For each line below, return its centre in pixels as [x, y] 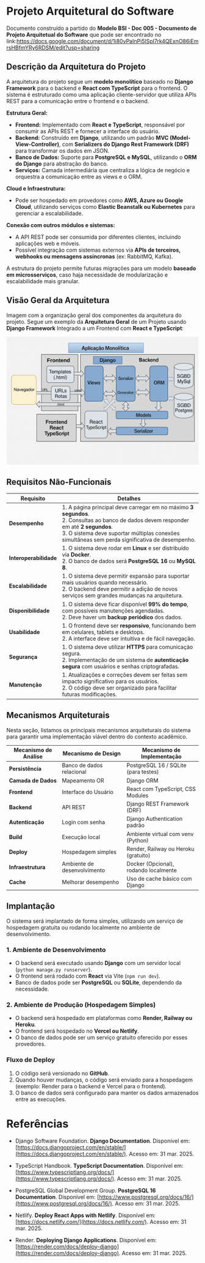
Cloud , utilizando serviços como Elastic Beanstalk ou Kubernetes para [105, 206]
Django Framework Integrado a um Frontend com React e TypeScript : [95, 328]
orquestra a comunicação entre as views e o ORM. [79, 177]
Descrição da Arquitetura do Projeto [76, 67]
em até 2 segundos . [87, 526]
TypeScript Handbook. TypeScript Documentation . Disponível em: [99, 1165]
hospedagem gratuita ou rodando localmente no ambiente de [83, 927]
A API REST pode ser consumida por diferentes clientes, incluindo [98, 237]
